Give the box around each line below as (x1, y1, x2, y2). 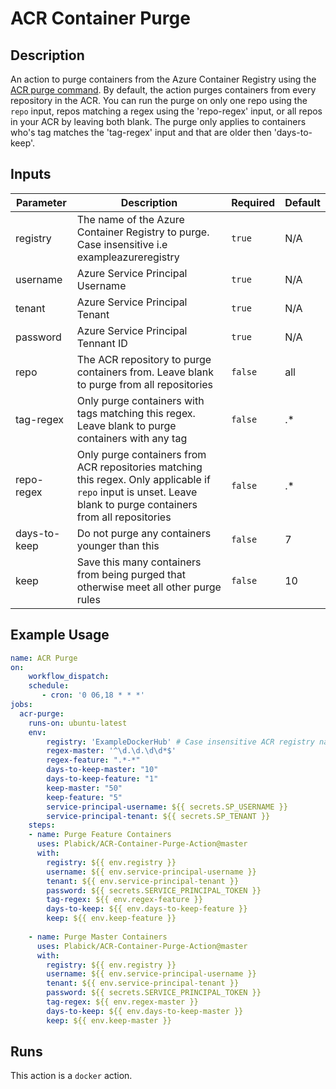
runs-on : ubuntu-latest (28, 718, 128, 728)
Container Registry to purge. (76, 225, 210, 239)
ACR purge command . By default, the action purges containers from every (10, 84, 317, 96)
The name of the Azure (76, 212, 185, 226)
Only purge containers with (76, 393, 205, 407)
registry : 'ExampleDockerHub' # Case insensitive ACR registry (46, 737, 315, 747)
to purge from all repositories (76, 377, 214, 391)
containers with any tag (76, 431, 188, 445)
